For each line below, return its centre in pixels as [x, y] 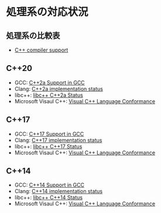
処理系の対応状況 [47, 12]
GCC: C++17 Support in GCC [49, 134]
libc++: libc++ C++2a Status [49, 95]
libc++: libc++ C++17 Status [48, 146]
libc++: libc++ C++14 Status [49, 198]
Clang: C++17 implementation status [58, 140]
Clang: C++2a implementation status [59, 89]
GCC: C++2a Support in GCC [49, 82]
